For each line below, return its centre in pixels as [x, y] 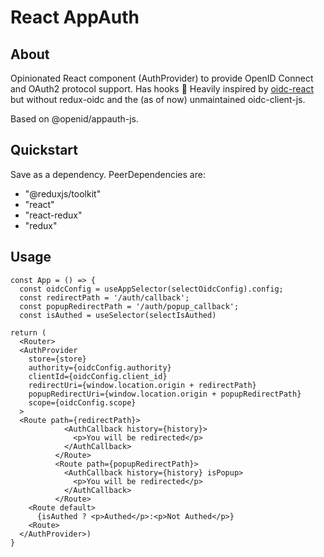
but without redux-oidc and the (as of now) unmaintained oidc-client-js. [158, 99]
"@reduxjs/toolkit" [63, 193]
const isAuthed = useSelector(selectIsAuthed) [118, 315]
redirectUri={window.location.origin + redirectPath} [142, 385]
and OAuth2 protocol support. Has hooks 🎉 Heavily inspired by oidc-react [162, 89]
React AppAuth [75, 17]
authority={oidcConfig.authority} [100, 367]
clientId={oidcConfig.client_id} [98, 376]
